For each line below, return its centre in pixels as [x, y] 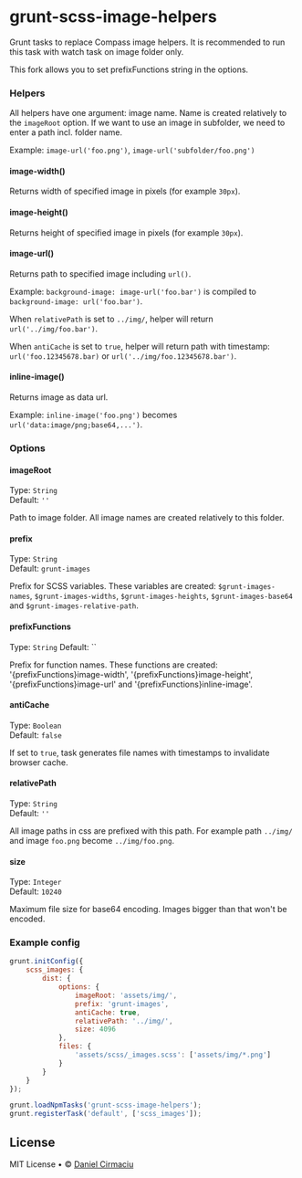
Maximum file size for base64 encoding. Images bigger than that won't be [148, 910]
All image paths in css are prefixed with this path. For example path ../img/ [151, 831]
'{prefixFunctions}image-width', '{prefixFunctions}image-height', [131, 674]
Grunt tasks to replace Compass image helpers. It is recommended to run [147, 42]
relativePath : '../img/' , [124, 1021]
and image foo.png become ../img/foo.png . [92, 840]
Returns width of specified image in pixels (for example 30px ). [125, 191]
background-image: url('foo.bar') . [76, 301]
